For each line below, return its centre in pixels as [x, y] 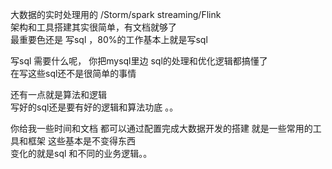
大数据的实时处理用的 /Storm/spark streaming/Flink [116, 14]
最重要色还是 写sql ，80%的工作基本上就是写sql [109, 39]
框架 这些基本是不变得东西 [81, 141]
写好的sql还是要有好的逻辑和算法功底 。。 [94, 107]
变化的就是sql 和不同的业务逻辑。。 [81, 153]
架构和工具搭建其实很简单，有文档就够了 [93, 27]
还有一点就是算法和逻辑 [58, 94]
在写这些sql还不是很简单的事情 [73, 73]
